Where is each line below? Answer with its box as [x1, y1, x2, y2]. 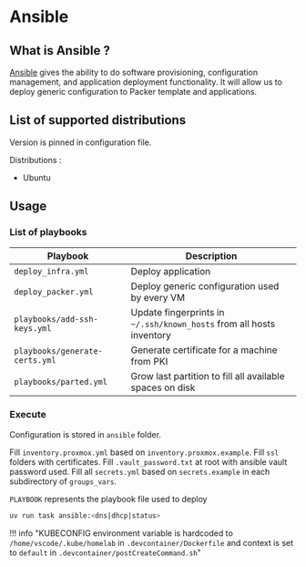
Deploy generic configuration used [130, 280, 280, 293]
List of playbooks [9, 226, 88, 239]
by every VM [130, 291, 185, 304]
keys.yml [14, 323, 52, 334]
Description [185, 249, 238, 262]
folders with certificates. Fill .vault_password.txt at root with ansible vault [9, 456, 288, 467]
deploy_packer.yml [14, 286, 94, 297]
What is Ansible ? [9, 43, 111, 58]
